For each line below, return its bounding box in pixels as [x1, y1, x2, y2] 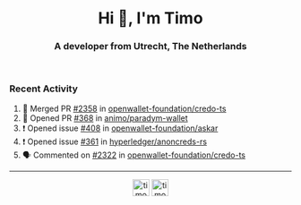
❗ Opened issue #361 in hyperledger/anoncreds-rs [21, 136, 208, 147]
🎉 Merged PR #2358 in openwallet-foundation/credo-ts [21, 103, 227, 114]
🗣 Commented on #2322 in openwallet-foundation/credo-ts [21, 149, 246, 160]
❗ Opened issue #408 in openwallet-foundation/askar [21, 123, 219, 133]
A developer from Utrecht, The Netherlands [54, 40, 247, 53]
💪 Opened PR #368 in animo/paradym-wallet [21, 112, 188, 124]
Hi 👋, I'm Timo [98, 8, 203, 29]
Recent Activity [9, 82, 79, 95]
